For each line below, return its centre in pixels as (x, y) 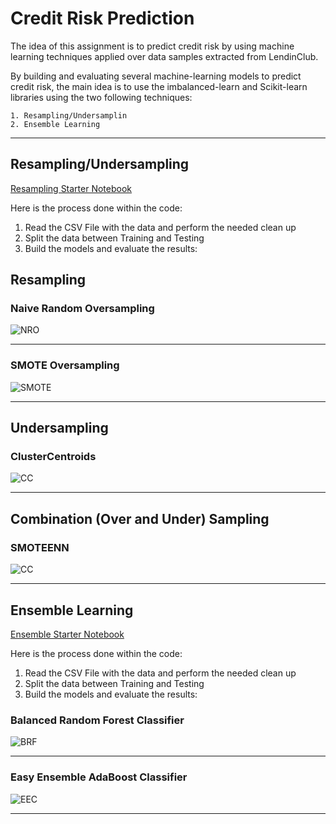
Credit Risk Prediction (102, 18)
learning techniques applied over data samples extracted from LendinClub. (164, 56)
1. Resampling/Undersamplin (69, 115)
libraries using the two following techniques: (101, 97)
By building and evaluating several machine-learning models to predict (156, 76)
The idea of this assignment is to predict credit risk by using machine (152, 46)
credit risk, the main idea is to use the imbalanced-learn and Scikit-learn (159, 86)
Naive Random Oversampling (82, 309)
